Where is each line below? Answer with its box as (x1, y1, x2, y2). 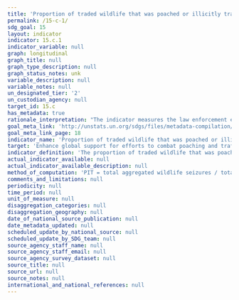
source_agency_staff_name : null (7, 242, 103, 249)
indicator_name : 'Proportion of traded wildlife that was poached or (7, 136, 218, 143)
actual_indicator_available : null (7, 156, 110, 164)
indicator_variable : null (7, 43, 84, 50)
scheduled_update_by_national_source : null (7, 228, 139, 235)
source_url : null (7, 268, 59, 275)
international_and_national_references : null (7, 282, 144, 289)
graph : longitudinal (7, 50, 69, 58)
